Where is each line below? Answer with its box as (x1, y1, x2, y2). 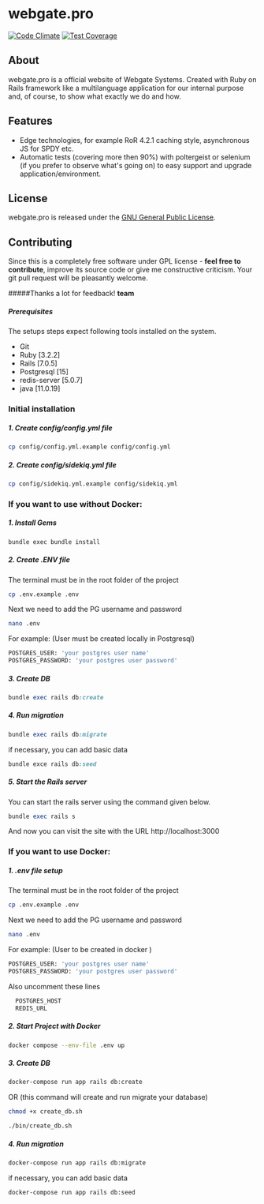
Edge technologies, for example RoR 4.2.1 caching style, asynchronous (19, 135, 250, 144)
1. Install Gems (8, 518, 58, 527)
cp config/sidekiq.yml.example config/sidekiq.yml (8, 479, 178, 488)
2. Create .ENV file (8, 555, 71, 564)
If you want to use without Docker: (8, 498, 143, 509)
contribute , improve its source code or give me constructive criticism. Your (8, 265, 253, 275)
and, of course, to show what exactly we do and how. (8, 92, 181, 101)
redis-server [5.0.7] (19, 376, 83, 385)
